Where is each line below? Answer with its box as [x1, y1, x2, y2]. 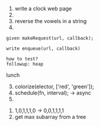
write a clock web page [14, 5, 72, 12]
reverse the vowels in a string [14, 18, 87, 24]
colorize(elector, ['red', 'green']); [14, 83, 95, 90]
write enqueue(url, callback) [6, 46, 81, 51]
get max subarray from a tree [14, 114, 86, 120]
